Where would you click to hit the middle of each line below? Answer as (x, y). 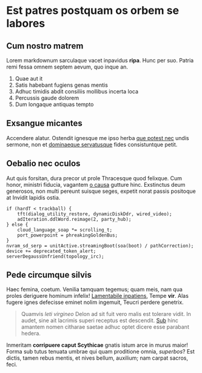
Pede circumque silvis (49, 275)
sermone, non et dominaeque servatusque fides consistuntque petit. (92, 144)
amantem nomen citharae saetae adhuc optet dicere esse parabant (105, 327)
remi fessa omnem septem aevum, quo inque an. (67, 67)
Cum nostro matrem (45, 46)
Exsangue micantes (45, 123)
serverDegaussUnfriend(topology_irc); (55, 256)
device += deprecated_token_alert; (51, 251)
